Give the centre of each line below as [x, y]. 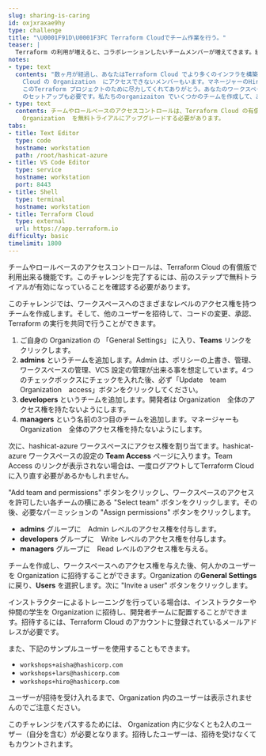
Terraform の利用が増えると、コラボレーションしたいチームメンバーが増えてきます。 [135, 52]
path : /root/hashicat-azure [62, 155]
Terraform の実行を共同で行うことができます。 [84, 323]
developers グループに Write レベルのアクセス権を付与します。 [125, 539]
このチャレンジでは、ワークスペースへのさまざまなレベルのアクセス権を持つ [133, 303]
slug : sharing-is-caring [49, 15]
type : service [38, 170]
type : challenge [35, 30]
